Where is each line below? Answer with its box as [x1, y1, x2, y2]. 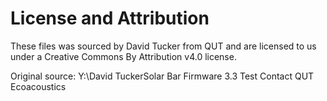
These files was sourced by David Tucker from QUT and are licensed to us [10, 40, 317, 52]
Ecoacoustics [10, 80, 67, 92]
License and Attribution [10, 7, 210, 30]
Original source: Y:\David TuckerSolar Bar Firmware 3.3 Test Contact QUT [10, 70, 315, 82]
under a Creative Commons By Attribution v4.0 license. [10, 50, 237, 62]
